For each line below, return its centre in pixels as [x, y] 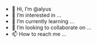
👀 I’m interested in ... [36, 15]
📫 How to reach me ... [39, 34]
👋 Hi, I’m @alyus [31, 9]
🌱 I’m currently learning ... [43, 21]
